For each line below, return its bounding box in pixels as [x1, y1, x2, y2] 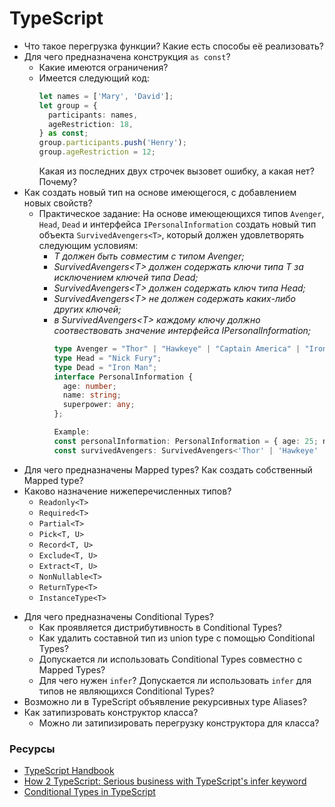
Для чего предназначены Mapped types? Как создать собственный [23, 463, 313, 476]
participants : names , [47, 110, 139, 120]
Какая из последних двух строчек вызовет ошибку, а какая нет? [38, 165, 315, 177]
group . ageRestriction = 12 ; [38, 147, 156, 157]
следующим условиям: [38, 240, 139, 252]
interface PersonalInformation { [53, 372, 194, 382]
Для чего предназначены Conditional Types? [23, 610, 214, 622]
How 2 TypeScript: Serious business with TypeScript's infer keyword [23, 775, 307, 787]
